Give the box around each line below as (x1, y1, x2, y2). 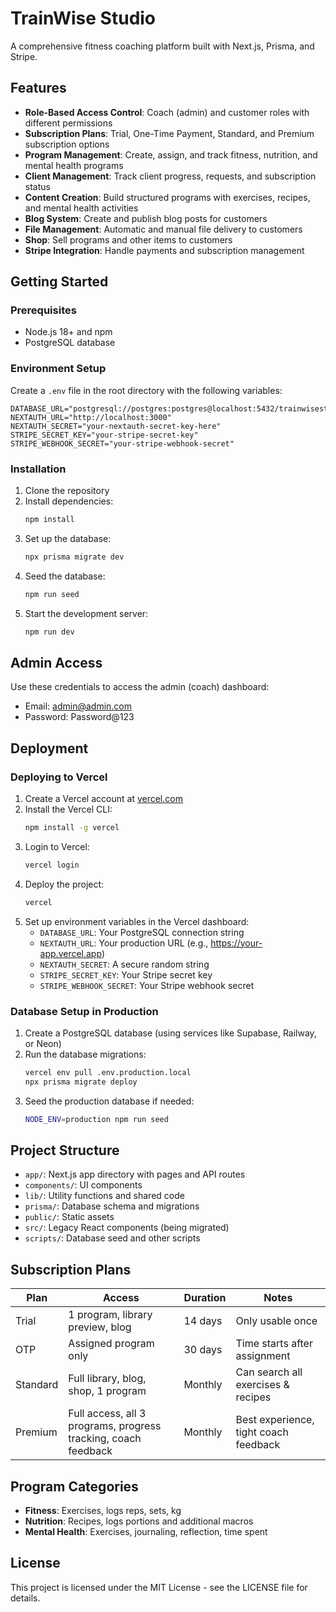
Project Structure (10, 1142, 120, 1159)
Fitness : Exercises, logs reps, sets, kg (24, 1505, 182, 1517)
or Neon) (24, 1037, 62, 1049)
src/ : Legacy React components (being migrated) (24, 1222, 230, 1234)
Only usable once (235, 1314, 318, 1328)
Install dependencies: (24, 495, 114, 507)
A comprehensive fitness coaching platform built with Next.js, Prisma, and (10, 40, 315, 52)
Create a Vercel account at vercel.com (24, 793, 183, 805)
